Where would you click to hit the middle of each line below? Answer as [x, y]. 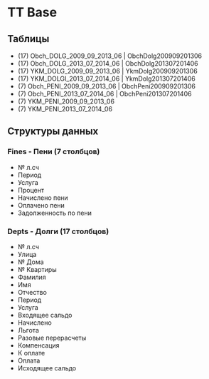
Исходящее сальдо [47, 368]
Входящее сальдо [45, 315]
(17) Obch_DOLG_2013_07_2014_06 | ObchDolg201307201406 [108, 64]
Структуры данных [53, 132]
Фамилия [32, 277]
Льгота [28, 330]
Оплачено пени [41, 205]
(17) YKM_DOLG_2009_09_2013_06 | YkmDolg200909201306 [107, 71]
